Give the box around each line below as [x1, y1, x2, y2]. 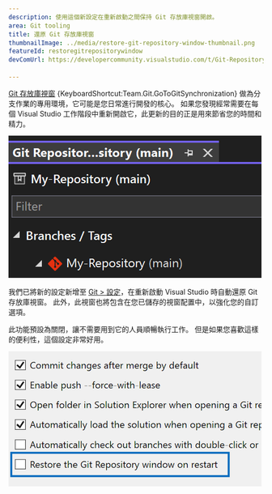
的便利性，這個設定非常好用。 [8, 334, 108, 344]
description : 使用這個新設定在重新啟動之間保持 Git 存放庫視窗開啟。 [8, 13, 219, 21]
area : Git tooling [8, 21, 70, 30]
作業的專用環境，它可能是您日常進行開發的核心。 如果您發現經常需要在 [15, 98, 252, 109]
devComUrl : [8, 56, 45, 64]
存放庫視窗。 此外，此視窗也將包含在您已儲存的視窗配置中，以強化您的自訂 [8, 296, 259, 307]
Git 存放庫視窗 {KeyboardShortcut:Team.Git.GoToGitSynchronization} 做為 [8, 88, 254, 98]
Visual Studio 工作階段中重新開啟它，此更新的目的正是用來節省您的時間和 [17, 109, 261, 118]
